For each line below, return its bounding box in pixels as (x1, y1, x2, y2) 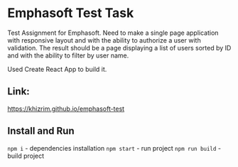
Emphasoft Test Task (7, 5, 134, 21)
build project (7, 151, 45, 160)
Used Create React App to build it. (7, 65, 107, 73)
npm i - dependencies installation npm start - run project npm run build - (7, 144, 222, 152)
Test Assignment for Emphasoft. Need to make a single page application (7, 28, 219, 37)
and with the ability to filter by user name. (7, 51, 129, 60)
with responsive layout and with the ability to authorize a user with (7, 36, 201, 44)
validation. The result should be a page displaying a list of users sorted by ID (7, 43, 232, 52)
